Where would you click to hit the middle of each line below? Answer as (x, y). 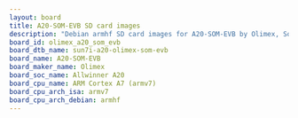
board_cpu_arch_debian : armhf (65, 100)
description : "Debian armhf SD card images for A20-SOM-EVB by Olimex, (144, 34)
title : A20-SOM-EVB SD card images (75, 26)
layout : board (35, 17)
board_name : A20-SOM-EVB (55, 59)
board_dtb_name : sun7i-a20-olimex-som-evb (89, 51)
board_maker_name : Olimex (57, 67)
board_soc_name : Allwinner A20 (67, 75)
